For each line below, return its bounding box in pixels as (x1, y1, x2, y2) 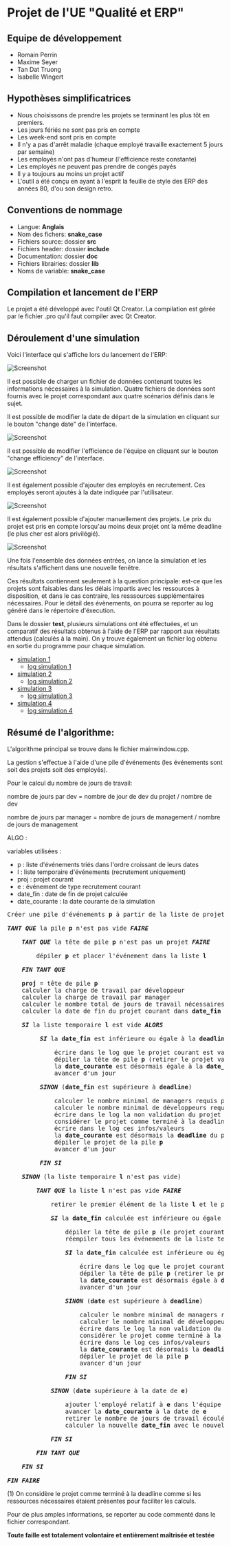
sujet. (7, 399, 23, 408)
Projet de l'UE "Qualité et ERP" (7, 5, 184, 21)
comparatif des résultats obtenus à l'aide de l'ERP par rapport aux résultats (7, 627, 220, 636)
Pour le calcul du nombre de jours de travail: (7, 779, 133, 788)
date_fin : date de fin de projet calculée (16, 890, 129, 898)
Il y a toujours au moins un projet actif (16, 169, 124, 177)
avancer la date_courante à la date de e (65, 1408, 207, 1416)
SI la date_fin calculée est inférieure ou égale (50, 1214, 221, 1223)
